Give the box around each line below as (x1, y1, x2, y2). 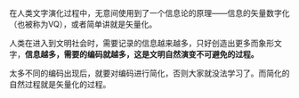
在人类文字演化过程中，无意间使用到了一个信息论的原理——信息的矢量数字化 (9, 8, 290, 18)
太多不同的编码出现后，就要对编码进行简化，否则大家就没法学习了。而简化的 (9, 68, 290, 78)
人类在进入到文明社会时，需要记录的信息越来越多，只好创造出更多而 (9, 38, 259, 48)
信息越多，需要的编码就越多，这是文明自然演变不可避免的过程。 (25, 49, 259, 60)
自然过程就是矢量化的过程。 (9, 79, 111, 89)
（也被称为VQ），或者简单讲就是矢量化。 (9, 19, 158, 29)
